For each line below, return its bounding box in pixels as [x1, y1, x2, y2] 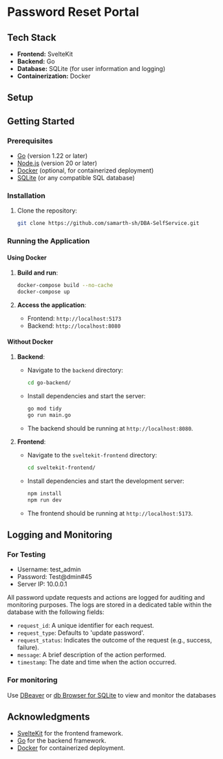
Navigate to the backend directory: [27, 366, 124, 375]
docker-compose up [17, 288, 70, 295]
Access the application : [17, 301, 87, 309]
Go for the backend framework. [17, 736, 107, 745]
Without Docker [7, 337, 54, 346]
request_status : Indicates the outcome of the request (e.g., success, [17, 636, 212, 644]
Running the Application [7, 236, 90, 246]
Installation [7, 191, 46, 200]
